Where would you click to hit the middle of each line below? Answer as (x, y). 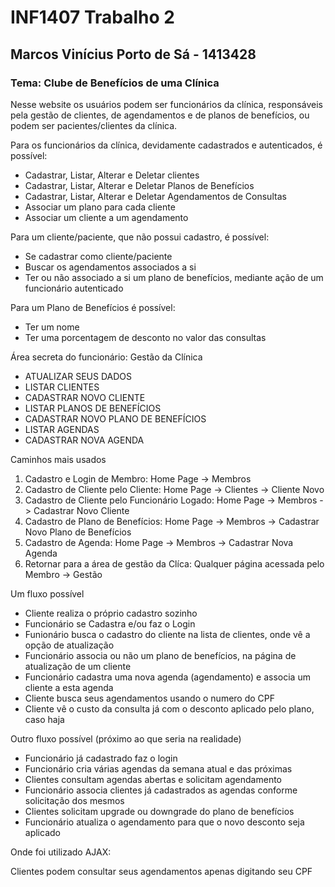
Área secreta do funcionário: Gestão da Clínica (106, 357)
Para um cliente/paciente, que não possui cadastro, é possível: (140, 237)
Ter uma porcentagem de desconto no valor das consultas (145, 337)
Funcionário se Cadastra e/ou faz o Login (110, 623)
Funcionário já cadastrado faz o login (101, 758)
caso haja (44, 719)
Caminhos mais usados (58, 459)
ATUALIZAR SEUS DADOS (78, 376)
